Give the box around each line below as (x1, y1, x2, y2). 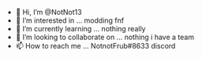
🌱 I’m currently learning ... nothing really (15, 24, 146, 33)
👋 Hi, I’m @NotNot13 (15, 8, 82, 16)
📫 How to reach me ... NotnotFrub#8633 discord (15, 42, 176, 50)
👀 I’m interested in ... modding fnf (15, 16, 125, 25)
